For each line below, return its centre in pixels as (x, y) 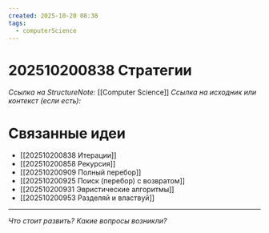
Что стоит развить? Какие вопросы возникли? (88, 221)
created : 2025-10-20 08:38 (53, 16)
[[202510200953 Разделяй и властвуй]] (87, 198)
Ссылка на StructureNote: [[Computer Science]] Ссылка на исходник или (132, 92)
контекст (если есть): (45, 101)
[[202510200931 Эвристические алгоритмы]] (97, 190)
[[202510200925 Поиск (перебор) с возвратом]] (102, 181)
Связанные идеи (67, 133)
